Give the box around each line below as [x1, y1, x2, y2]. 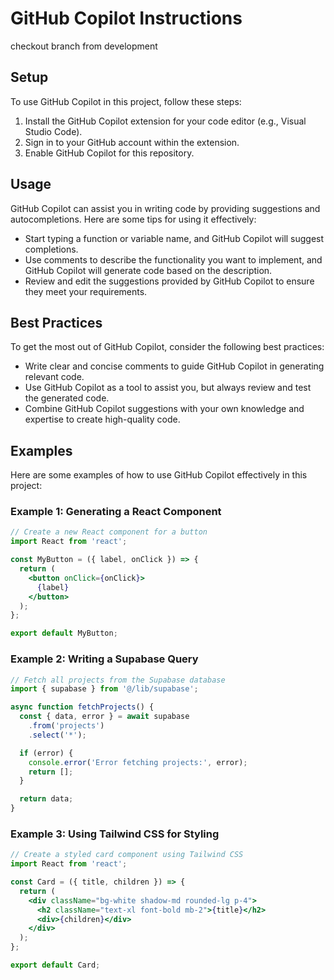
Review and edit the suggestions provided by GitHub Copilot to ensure [24, 275, 315, 287]
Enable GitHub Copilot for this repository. [24, 147, 195, 159]
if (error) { [19, 748, 74, 758]
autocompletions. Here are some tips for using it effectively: [10, 213, 257, 225]
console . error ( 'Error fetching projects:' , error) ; [28, 757, 248, 767]
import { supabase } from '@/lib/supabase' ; [10, 684, 199, 694]
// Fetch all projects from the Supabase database [10, 675, 226, 685]
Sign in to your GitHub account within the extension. [24, 136, 240, 148]
